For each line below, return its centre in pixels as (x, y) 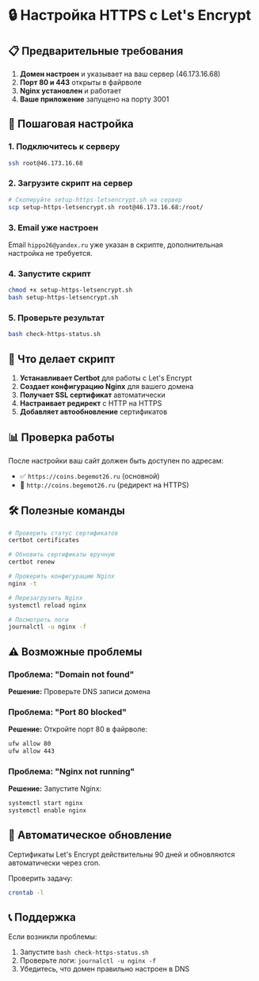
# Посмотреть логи (38, 620)
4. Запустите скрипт (50, 273)
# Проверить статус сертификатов (63, 533)
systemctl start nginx (46, 804)
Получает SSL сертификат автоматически (92, 395)
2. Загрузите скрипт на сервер (70, 183)
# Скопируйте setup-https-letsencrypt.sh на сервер (95, 200)
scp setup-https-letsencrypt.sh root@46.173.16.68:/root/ (106, 207)
